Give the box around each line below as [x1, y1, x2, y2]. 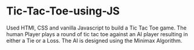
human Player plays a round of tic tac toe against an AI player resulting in [6, 30, 189, 37]
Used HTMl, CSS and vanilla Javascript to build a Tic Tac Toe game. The [6, 24, 187, 31]
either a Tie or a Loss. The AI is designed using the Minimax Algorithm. [6, 37, 183, 44]
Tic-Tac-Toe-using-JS [6, 4, 120, 18]
